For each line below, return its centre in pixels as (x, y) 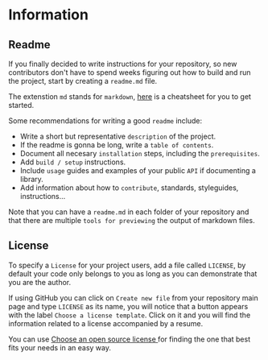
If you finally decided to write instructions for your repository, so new (123, 64)
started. (21, 105)
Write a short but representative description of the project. (118, 136)
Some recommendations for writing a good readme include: (105, 121)
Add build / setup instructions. (73, 162)
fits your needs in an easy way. (60, 347)
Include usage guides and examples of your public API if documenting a (138, 170)
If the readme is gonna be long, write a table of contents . (117, 145)
